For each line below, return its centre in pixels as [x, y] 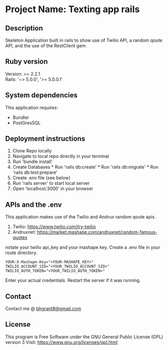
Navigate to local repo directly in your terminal [61, 156]
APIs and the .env [34, 204]
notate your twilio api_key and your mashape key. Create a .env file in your [83, 247]
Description [24, 28]
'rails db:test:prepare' [35, 172]
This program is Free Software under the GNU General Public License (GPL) [84, 337]
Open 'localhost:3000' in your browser [53, 188]
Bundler [21, 117]
